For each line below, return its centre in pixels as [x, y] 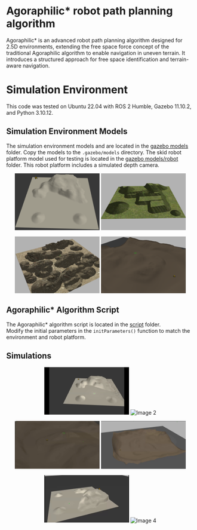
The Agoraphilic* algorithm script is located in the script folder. [84, 324]
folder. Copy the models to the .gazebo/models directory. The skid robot [94, 152]
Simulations [29, 356]
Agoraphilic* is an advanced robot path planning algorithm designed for [95, 40]
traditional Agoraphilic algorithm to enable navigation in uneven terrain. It [96, 53]
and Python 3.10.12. [30, 112]
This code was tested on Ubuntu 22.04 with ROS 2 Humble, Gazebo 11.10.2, [99, 106]
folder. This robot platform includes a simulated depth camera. [83, 165]
